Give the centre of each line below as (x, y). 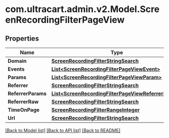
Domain (17, 61)
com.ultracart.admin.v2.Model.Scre (82, 9)
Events (16, 69)
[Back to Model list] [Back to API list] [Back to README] (63, 130)
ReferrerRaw (23, 102)
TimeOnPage (24, 110)
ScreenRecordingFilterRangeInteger (96, 110)
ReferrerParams (27, 94)
